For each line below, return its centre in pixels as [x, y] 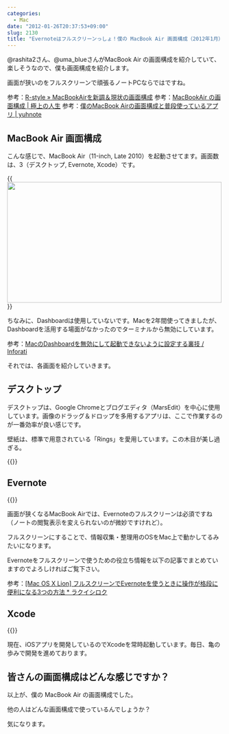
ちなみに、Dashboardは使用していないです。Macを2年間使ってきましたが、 [114, 320]
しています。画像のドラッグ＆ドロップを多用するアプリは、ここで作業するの [115, 416]
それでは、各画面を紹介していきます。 [61, 366]
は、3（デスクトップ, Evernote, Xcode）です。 [73, 164]
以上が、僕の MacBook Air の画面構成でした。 [72, 695]
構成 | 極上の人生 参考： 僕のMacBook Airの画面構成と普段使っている [110, 106]
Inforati [17, 351]
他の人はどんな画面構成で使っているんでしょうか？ [79, 709]
